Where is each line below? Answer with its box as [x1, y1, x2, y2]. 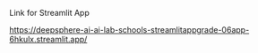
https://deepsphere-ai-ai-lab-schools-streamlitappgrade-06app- [9, 25, 250, 34]
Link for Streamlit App [9, 8, 90, 18]
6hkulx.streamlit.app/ [9, 34, 88, 44]
